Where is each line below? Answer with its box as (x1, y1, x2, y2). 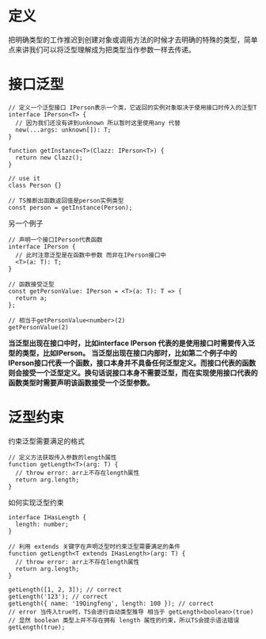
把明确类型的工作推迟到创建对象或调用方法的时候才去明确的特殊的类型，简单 (8, 35, 258, 44)
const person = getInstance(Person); (8, 203, 133, 211)
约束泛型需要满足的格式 (8, 436, 85, 446)
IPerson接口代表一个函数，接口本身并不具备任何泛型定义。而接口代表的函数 (8, 358, 256, 367)
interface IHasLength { (8, 513, 87, 521)
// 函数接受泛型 (8, 280, 55, 288)
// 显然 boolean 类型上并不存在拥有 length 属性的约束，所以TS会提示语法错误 (8, 616, 240, 624)
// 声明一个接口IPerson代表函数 (8, 235, 103, 244)
